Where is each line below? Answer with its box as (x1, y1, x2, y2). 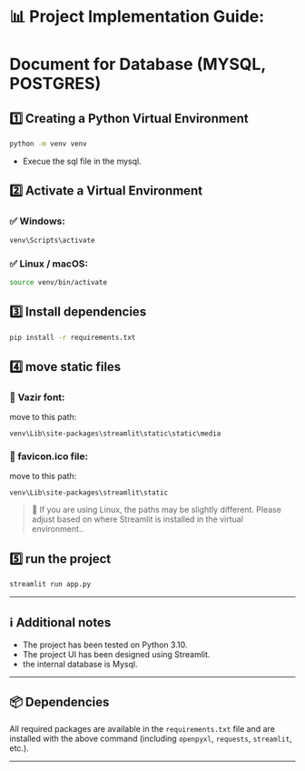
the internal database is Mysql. (22, 658, 138, 669)
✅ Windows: (9, 215, 65, 227)
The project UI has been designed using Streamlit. (22, 648, 211, 659)
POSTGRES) (9, 74, 102, 95)
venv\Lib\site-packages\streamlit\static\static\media (9, 429, 221, 438)
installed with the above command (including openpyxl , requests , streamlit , (9, 733, 292, 744)
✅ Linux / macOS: (9, 257, 89, 270)
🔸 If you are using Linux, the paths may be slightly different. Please (31, 505, 281, 516)
